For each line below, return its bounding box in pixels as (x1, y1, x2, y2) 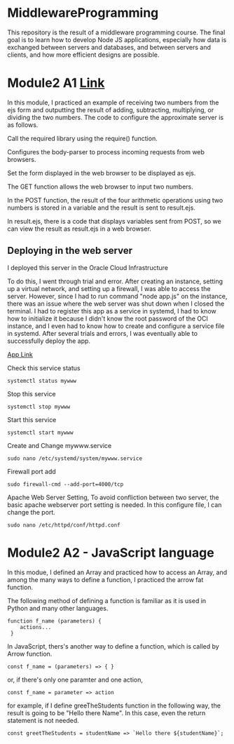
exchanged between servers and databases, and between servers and (7, 43, 212, 51)
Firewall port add (7, 467, 56, 475)
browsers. (7, 155, 36, 163)
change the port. (7, 508, 56, 516)
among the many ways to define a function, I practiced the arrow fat (7, 575, 204, 583)
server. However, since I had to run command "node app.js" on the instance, (7, 292, 228, 300)
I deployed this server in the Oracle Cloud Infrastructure (7, 263, 168, 271)
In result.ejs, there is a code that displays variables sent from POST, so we (7, 217, 222, 225)
